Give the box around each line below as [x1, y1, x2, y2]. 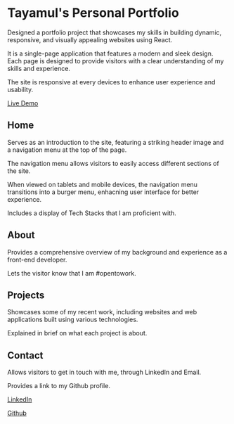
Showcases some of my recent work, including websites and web [7, 308, 197, 316]
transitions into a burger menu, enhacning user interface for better [7, 188, 200, 196]
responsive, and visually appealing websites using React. [7, 35, 173, 44]
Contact [7, 349, 44, 361]
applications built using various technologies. [7, 315, 138, 324]
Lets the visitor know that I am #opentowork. [7, 269, 137, 277]
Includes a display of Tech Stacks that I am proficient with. [7, 209, 177, 217]
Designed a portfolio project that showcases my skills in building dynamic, [7, 28, 222, 37]
